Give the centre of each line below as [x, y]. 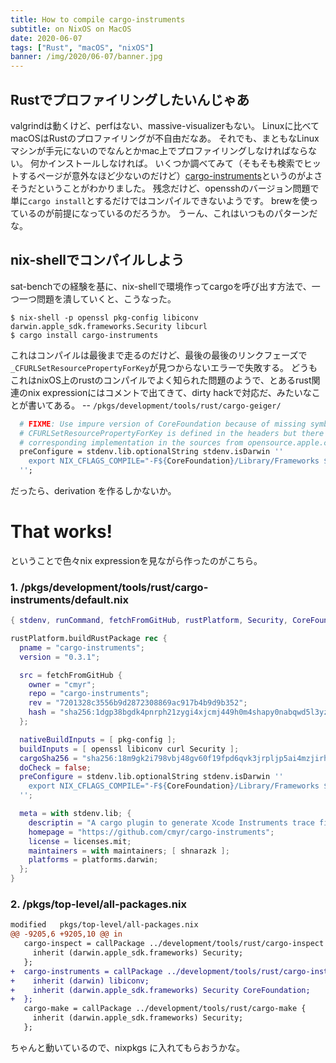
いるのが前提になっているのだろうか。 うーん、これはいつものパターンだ [168, 213]
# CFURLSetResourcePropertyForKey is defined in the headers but [158, 433]
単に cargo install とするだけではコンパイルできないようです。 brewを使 [160, 200]
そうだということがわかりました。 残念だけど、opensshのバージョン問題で [165, 188]
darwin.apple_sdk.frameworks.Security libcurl [109, 326]
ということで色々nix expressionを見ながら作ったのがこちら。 [136, 560]
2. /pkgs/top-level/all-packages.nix [98, 904]
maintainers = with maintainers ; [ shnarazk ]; [129, 851]
